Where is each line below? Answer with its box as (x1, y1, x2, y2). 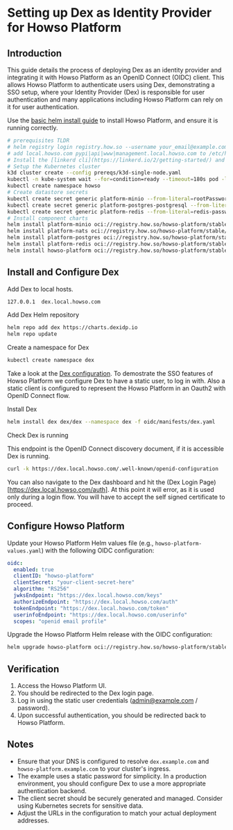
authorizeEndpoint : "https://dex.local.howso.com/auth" (13, 598, 178, 605)
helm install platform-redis (7, 241, 92, 248)
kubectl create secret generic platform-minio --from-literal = (7, 195, 194, 202)
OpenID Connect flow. (7, 392, 71, 400)
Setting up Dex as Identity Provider (7, 5, 212, 21)
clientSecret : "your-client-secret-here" (13, 579, 135, 586)
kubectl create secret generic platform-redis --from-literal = (7, 208, 194, 215)
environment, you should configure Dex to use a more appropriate (17, 779, 206, 788)
